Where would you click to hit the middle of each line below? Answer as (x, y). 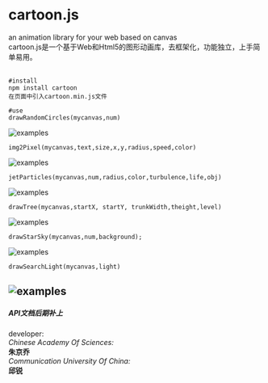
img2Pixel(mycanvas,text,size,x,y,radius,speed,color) (103, 147)
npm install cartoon (43, 88)
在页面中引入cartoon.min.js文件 (58, 96)
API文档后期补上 (36, 313)
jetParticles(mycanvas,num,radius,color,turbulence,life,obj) (115, 177)
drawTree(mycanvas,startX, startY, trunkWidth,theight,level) (115, 207)
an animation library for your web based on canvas (93, 37)
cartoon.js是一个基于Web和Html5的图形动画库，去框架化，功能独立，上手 (131, 47)
